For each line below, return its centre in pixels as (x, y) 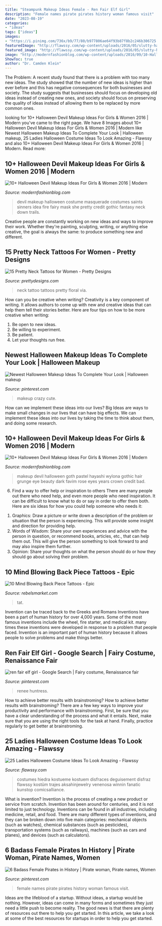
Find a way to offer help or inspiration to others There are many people (82, 491)
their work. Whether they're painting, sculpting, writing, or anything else (76, 226)
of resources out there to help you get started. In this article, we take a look (80, 913)
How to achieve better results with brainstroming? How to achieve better (77, 700)
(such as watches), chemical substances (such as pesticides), (67, 825)
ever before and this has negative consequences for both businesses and (78, 88)
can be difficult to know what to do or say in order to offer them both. (81, 501)
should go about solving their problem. (50, 557)
